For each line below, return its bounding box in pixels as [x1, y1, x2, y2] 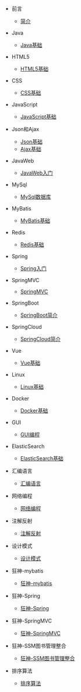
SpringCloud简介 [20, 336, 61, 342]
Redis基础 [20, 241, 44, 248]
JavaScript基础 [20, 113, 57, 120]
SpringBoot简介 [20, 312, 58, 319]
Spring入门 [20, 265, 47, 272]
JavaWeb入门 [20, 169, 54, 176]
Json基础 [20, 138, 43, 145]
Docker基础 [20, 407, 48, 414]
